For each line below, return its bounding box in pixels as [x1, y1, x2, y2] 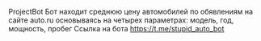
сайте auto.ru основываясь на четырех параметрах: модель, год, [8, 15, 234, 25]
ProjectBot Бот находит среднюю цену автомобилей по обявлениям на [8, 7, 253, 16]
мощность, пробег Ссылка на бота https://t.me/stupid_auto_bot [8, 24, 225, 33]
